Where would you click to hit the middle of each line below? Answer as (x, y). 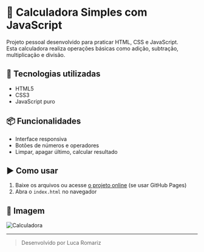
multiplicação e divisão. (36, 55)
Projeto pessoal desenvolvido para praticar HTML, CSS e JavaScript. (92, 42)
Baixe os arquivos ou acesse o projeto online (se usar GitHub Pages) (101, 185)
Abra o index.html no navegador (56, 192)
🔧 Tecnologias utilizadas (53, 74)
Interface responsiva (41, 139)
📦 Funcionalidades (44, 121)
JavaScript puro (35, 101)
